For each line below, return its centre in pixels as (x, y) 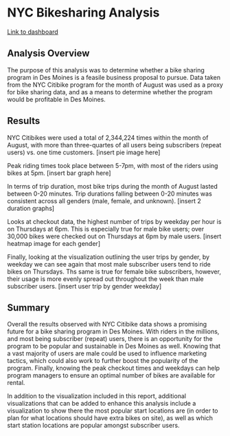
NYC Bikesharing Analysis (83, 13)
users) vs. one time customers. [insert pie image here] (84, 152)
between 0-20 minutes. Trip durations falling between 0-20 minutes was (110, 194)
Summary (28, 308)
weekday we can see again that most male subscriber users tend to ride (109, 264)
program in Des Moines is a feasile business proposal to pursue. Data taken (114, 77)
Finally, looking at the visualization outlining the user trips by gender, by (108, 257)
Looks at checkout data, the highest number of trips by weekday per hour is (114, 221)
